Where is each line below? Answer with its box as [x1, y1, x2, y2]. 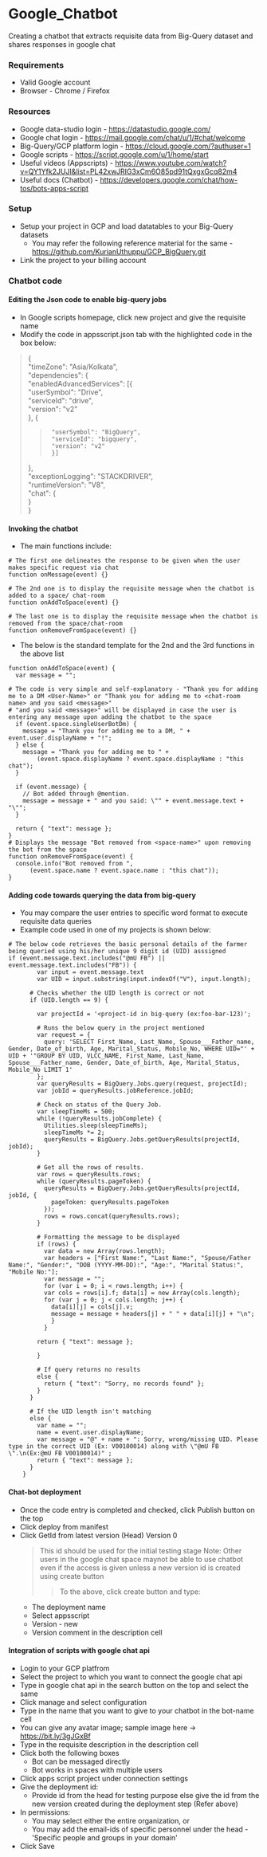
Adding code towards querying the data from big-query [8, 890, 197, 900]
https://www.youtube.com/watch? [115, 158, 227, 167]
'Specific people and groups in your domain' [31, 1832, 178, 1842]
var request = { [37, 1031, 91, 1039]
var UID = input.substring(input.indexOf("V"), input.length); [37, 976, 251, 983]
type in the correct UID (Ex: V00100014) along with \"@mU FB [8, 1443, 219, 1451]
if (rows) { [37, 1240, 77, 1248]
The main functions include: [19, 541, 112, 551]
